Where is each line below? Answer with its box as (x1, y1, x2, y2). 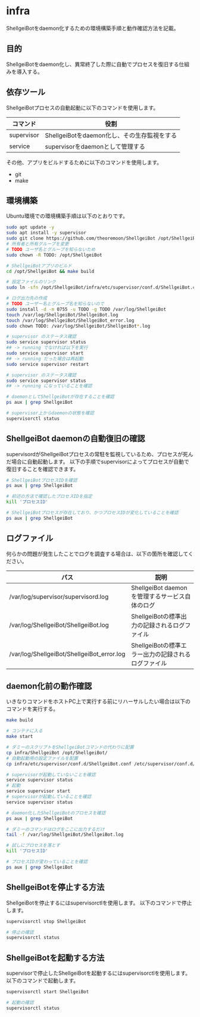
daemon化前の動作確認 (6, 681, 92, 691)
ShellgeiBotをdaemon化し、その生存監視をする (45, 131, 177, 139)
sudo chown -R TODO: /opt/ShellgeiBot (6, 252, 102, 258)
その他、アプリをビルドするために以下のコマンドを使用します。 (6, 159, 162, 166)
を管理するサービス (130, 592, 185, 600)
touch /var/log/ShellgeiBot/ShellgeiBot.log (6, 312, 118, 318)
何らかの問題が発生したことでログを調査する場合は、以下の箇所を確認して (6, 550, 189, 557)
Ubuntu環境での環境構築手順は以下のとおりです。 (6, 212, 128, 219)
